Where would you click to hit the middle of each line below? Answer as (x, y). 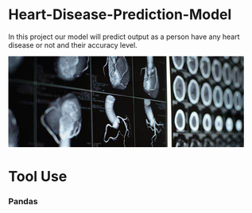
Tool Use (38, 177)
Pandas (23, 202)
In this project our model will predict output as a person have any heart (124, 37)
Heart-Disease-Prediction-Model (120, 15)
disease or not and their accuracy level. (73, 45)
